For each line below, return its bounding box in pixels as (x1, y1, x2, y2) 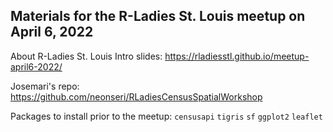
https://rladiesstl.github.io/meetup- (164, 50, 310, 62)
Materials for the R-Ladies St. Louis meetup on (10, 8, 306, 25)
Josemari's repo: (10, 80, 80, 92)
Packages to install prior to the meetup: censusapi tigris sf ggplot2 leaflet (10, 110, 323, 122)
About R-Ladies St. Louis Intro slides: (10, 50, 163, 62)
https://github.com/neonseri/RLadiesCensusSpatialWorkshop (10, 90, 263, 103)
